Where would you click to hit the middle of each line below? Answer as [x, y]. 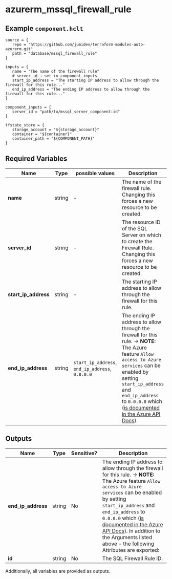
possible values [95, 173]
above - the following [128, 544]
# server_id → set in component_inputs [55, 76]
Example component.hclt [44, 28]
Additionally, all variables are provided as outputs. [58, 571]
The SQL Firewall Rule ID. [132, 558]
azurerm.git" [19, 49]
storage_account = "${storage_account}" [56, 130]
